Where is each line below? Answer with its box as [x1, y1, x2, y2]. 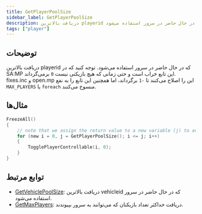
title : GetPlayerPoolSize [6, 8, 71, 15]
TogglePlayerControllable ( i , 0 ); [28, 144, 112, 150]
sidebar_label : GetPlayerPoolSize [6, 14, 93, 20]
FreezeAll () [6, 116, 36, 122]
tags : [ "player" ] [6, 25, 50, 32]
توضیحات [6, 47, 37, 58]
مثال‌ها [6, 100, 28, 111]
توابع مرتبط [6, 172, 44, 182]
